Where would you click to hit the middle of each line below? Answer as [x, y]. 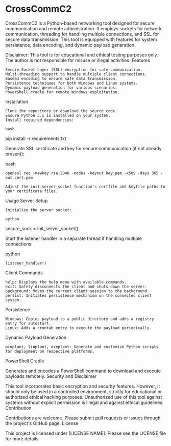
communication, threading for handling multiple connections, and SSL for [82, 34]
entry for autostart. [28, 323]
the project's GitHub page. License [42, 423]
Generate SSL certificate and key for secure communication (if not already [83, 148]
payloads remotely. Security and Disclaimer [51, 376]
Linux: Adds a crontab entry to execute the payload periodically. [79, 328]
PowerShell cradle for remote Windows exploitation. [63, 92]
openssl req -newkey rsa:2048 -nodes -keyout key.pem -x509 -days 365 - [84, 173]
